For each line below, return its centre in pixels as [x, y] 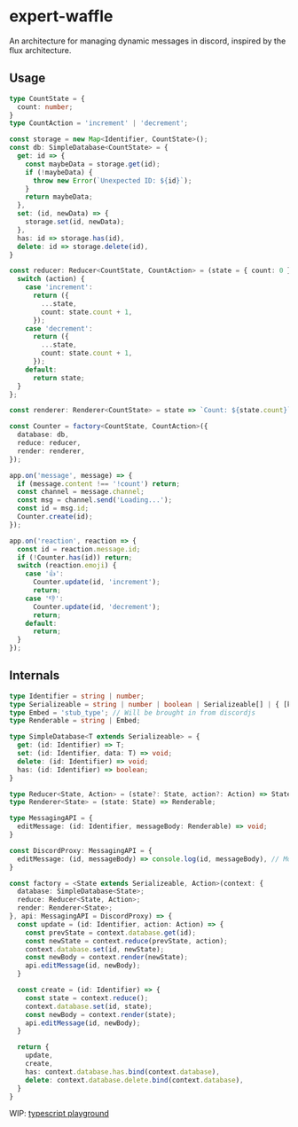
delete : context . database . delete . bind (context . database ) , [134, 1080]
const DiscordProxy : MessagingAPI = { [81, 850]
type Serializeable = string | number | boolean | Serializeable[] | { [144, 704]
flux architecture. [40, 50]
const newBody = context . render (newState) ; [107, 958]
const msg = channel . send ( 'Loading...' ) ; [95, 500]
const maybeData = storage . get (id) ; [93, 164]
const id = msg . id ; [53, 509]
